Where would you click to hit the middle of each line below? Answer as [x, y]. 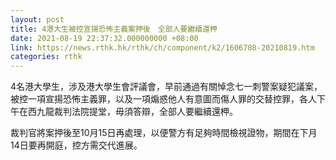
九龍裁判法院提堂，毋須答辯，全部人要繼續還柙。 [137, 112]
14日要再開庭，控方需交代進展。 [76, 145]
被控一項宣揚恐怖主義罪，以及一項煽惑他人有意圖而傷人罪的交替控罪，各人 [163, 99]
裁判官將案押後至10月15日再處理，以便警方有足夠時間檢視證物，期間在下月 [164, 133]
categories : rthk [46, 57]
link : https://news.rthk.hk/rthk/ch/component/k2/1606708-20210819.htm [162, 47]
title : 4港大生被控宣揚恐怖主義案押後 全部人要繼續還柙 [114, 29]
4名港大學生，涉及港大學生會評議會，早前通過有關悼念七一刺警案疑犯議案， [166, 87]
